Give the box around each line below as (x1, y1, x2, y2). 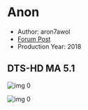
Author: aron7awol (17, 27, 71, 36)
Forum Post (17, 34, 51, 43)
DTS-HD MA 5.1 (7, 62, 75, 74)
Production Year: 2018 (17, 42, 82, 50)
